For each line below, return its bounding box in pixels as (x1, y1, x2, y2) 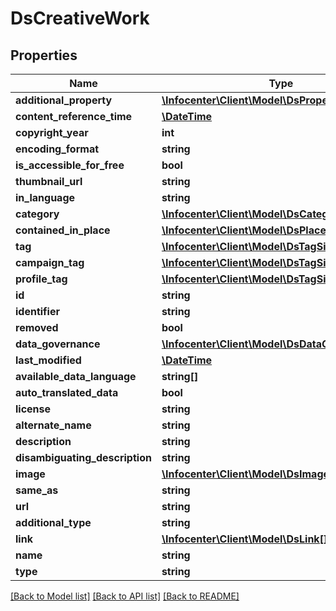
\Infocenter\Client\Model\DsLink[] (161, 532, 328, 546)
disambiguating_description (15, 451, 152, 464)
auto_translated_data (15, 386, 119, 399)
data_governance (15, 337, 101, 351)
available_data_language (15, 370, 137, 383)
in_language (15, 191, 76, 204)
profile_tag (15, 272, 68, 286)
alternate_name (15, 418, 92, 432)
